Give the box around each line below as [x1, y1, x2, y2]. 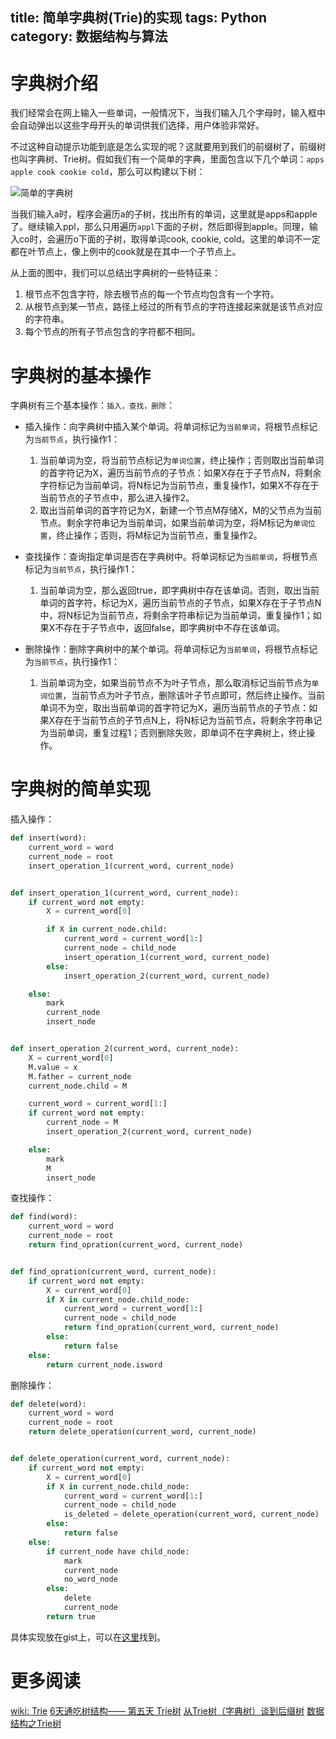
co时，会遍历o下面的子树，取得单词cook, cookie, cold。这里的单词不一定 [18, 233, 321, 245]
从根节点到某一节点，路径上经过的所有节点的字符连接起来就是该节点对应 [24, 301, 323, 313]
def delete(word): [10, 1399, 87, 1409]
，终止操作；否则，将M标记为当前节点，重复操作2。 [47, 529, 263, 542]
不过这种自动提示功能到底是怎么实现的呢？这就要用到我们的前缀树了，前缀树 [10, 141, 326, 153]
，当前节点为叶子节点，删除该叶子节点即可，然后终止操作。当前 [62, 689, 326, 702]
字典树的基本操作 [10, 364, 152, 387]
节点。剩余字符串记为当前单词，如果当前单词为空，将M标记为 [39, 517, 294, 529]
